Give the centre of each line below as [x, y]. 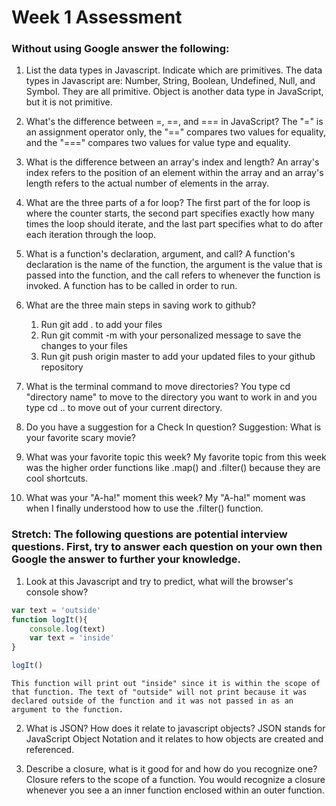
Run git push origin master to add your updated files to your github [178, 357]
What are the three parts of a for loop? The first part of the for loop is [168, 203]
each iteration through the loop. [90, 235]
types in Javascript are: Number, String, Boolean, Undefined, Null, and [170, 81]
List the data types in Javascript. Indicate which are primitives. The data [174, 70]
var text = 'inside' [72, 638]
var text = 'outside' [56, 610]
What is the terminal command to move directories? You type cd [158, 387]
